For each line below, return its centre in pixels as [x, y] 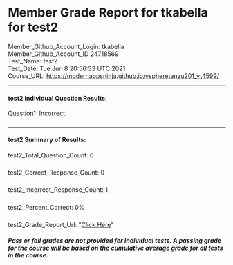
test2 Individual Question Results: [58, 98]
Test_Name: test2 [33, 61]
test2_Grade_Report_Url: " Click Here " [61, 225]
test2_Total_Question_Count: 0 [51, 155]
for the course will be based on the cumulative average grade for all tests [115, 248]
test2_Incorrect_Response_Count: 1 [58, 190]
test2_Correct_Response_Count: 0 [56, 173]
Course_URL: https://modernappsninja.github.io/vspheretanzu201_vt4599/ [114, 76]
